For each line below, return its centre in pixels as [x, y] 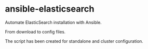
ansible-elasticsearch [50, 9]
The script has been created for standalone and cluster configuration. [74, 41]
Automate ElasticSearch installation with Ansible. [54, 22]
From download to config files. [35, 32]
